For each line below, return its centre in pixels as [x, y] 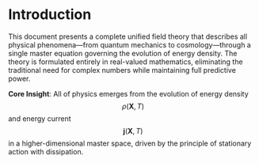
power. [19, 78]
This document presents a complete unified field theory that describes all [128, 36]
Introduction [50, 15]
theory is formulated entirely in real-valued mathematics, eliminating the [126, 62]
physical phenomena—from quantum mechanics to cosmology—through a [129, 44]
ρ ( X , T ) [133, 106]
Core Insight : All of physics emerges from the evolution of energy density [129, 93]
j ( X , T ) [133, 131]
